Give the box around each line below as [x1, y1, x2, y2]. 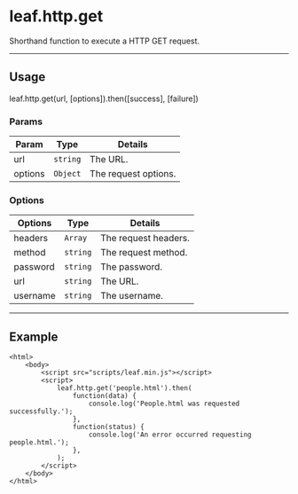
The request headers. [100, 232, 191, 245]
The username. [100, 290, 164, 302]
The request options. [90, 168, 176, 180]
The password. [100, 261, 162, 273]
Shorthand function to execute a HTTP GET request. [9, 35, 200, 46]
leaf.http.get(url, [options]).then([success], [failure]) [9, 93, 200, 104]
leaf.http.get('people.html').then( [56, 384, 192, 393]
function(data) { [72, 392, 137, 401]
